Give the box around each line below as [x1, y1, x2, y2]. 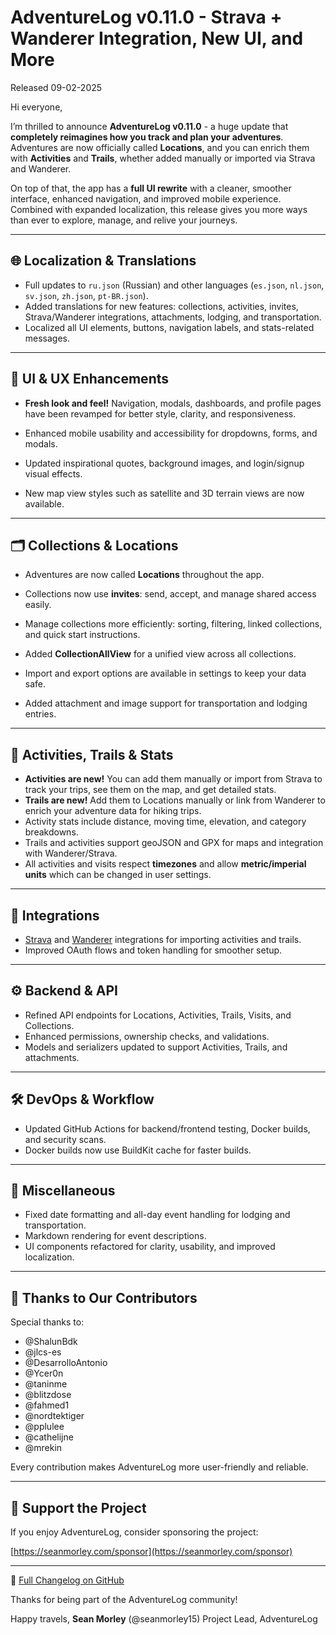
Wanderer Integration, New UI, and [10, 27, 304, 50]
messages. [24, 332, 71, 344]
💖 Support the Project [10, 1499, 147, 1516]
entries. [24, 708, 57, 720]
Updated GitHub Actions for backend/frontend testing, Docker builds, [24, 1122, 311, 1135]
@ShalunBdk [24, 1336, 78, 1348]
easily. [24, 599, 52, 611]
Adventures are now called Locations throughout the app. [24, 569, 265, 581]
